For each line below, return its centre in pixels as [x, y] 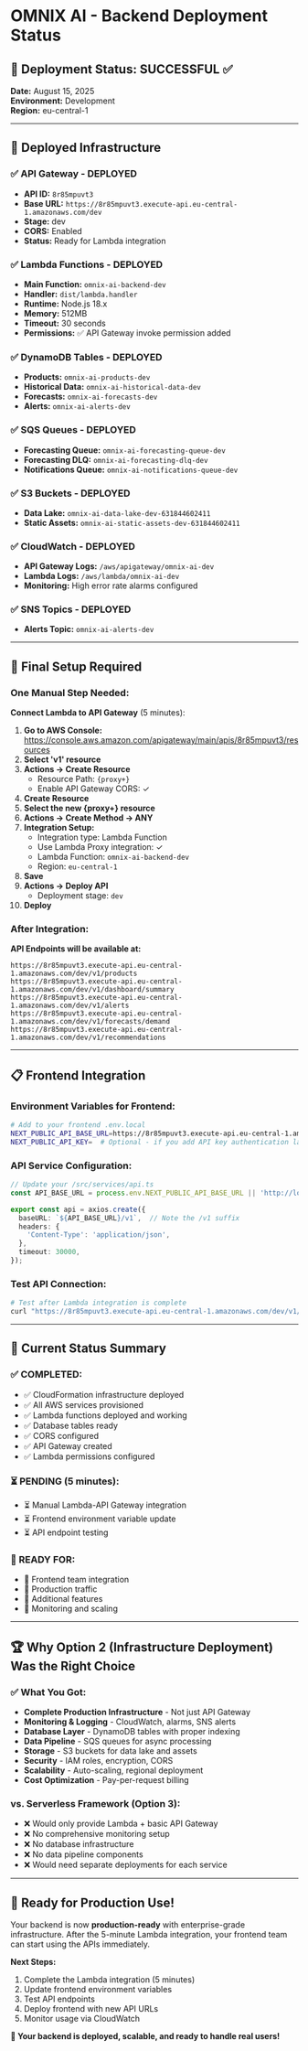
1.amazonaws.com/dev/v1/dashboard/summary [92, 990]
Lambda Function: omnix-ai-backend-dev [113, 857]
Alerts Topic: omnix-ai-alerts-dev [89, 629]
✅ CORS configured [61, 1435]
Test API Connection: [58, 1283]
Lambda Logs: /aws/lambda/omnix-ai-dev [101, 576]
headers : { [39, 1227]
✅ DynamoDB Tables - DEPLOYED [86, 357]
